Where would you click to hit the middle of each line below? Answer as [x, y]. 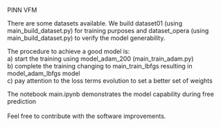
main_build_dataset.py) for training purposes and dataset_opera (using [108, 31]
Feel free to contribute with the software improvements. [87, 116]
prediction [22, 101]
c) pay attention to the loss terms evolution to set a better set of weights [110, 81]
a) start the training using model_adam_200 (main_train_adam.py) [100, 59]
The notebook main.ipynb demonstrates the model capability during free [111, 94]
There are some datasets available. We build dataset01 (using [95, 23]
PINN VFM [22, 10]
